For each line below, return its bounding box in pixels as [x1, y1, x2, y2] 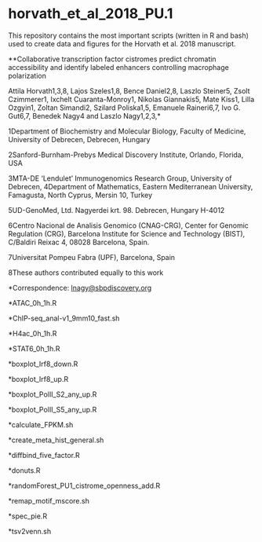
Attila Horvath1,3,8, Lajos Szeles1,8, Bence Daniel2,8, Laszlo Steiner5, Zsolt [8, 86, 250, 95]
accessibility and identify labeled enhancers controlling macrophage [8, 62, 229, 71]
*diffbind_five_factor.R [8, 450, 80, 460]
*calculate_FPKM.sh [8, 419, 74, 429]
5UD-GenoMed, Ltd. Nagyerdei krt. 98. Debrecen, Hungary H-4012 [8, 205, 225, 214]
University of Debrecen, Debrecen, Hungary [8, 134, 151, 144]
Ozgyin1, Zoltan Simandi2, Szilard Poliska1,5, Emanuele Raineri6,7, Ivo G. [8, 103, 241, 112]
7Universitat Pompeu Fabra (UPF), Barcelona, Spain [8, 252, 175, 262]
